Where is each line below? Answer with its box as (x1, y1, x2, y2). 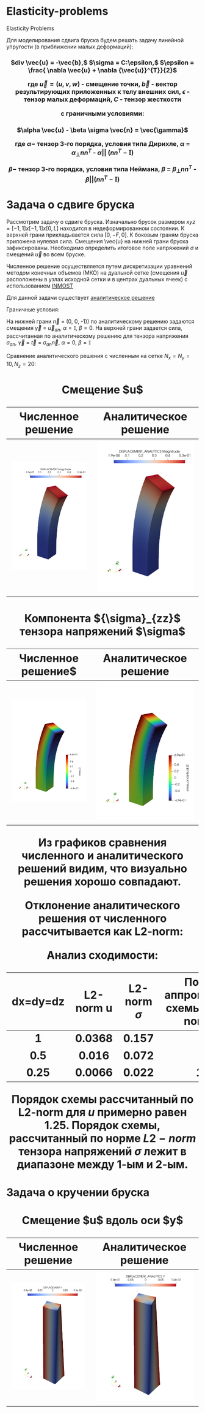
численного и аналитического (21, 848, 184, 863)
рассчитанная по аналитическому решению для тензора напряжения (6, 332, 189, 340)
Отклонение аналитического (24, 898, 181, 912)
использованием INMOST (6, 282, 73, 289)
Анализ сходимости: (46, 948, 159, 962)
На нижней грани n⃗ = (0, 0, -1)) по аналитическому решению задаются (6, 318, 195, 326)
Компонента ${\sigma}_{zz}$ (24, 611, 181, 625)
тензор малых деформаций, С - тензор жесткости (23, 95, 182, 104)
